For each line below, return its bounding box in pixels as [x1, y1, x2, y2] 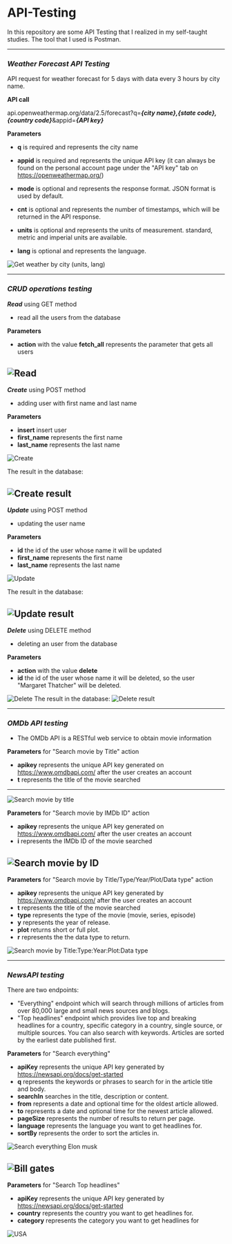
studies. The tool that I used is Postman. [7, 35, 122, 43]
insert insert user [17, 426, 67, 434]
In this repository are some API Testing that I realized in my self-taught [7, 28, 208, 36]
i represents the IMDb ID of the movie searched [17, 837, 153, 845]
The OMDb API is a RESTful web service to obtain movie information [17, 734, 212, 742]
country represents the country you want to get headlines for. [17, 1209, 194, 1218]
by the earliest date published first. [17, 1036, 117, 1045]
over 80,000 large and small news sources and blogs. [17, 1007, 171, 1015]
